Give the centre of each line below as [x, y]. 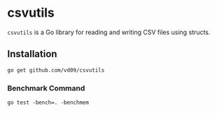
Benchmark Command [46, 88]
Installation [32, 54]
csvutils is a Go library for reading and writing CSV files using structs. [109, 32]
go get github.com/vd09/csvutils [56, 70]
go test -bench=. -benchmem [48, 103]
